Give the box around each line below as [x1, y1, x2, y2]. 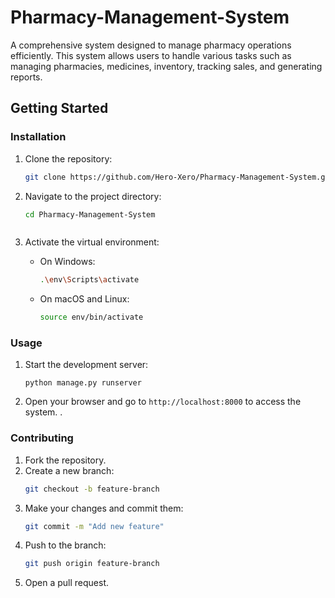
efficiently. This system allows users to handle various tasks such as [10, 49, 292, 61]
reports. [10, 71, 43, 83]
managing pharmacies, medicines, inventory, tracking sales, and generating [10, 60, 323, 72]
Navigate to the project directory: [24, 190, 162, 202]
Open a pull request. [24, 577, 110, 589]
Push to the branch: [24, 539, 107, 551]
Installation [10, 130, 67, 144]
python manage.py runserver [24, 378, 142, 388]
